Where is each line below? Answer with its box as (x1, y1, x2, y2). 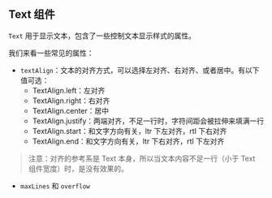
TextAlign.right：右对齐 (32, 96, 110, 105)
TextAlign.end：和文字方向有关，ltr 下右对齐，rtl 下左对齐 (32, 136, 225, 146)
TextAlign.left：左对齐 (32, 85, 106, 95)
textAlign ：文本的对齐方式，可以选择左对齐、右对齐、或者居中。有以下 (19, 65, 260, 75)
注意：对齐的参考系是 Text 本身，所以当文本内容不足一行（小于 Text (28, 153, 256, 163)
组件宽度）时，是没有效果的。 (28, 163, 128, 173)
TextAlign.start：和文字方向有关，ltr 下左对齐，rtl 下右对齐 (32, 126, 227, 136)
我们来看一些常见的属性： (8, 48, 94, 58)
